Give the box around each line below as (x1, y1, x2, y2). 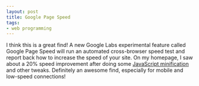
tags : (6, 20, 20, 26)
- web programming (6, 25, 52, 31)
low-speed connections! (6, 73, 66, 80)
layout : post (6, 8, 39, 15)
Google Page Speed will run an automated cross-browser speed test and (6, 48, 185, 55)
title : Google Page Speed (6, 14, 70, 20)
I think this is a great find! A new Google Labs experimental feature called (6, 42, 186, 49)
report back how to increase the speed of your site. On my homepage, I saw (6, 54, 193, 61)
